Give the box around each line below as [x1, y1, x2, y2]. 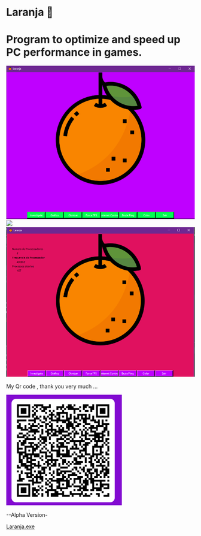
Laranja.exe [6, 523, 35, 530]
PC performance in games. [6, 46, 142, 59]
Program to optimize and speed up [6, 33, 181, 47]
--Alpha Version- [6, 511, 48, 518]
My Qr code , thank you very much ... [6, 383, 98, 390]
